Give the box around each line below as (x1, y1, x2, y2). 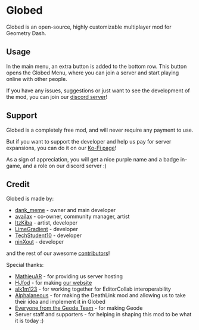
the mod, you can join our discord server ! (6, 93, 108, 100)
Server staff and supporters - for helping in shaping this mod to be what (14, 311, 192, 318)
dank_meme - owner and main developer (14, 207, 116, 214)
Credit (6, 179, 30, 189)
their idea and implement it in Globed (14, 298, 106, 306)
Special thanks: (6, 261, 44, 269)
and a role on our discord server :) (23, 162, 107, 169)
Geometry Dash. (6, 29, 46, 36)
